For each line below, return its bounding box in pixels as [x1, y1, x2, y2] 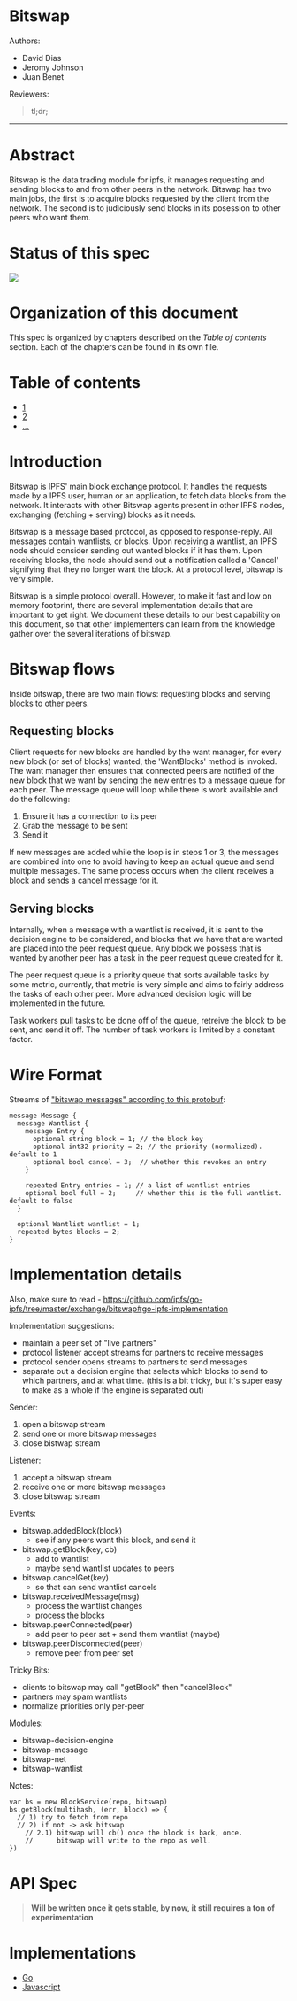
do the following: [9, 794, 71, 805]
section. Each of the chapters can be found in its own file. [9, 341, 219, 352]
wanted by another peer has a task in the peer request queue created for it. [9, 953, 284, 963]
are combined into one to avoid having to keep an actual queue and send [9, 856, 275, 867]
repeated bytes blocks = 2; [17, 1228, 121, 1237]
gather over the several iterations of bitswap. [9, 628, 172, 638]
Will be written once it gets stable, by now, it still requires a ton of [30, 1903, 276, 1913]
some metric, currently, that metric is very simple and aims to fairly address [9, 979, 285, 990]
